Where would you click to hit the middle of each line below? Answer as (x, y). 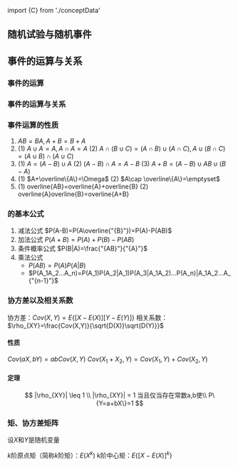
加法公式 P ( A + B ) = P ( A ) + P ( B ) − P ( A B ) (76, 240)
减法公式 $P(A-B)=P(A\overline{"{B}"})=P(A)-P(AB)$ (95, 231)
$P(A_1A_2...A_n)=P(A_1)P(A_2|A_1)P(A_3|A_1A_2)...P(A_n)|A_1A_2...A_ (130, 273)
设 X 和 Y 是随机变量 (34, 440)
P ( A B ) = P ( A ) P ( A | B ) (57, 265)
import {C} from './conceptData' (54, 10)
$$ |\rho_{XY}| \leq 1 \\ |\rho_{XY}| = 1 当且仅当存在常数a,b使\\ (116, 395)
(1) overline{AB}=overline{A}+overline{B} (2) (83, 186)
